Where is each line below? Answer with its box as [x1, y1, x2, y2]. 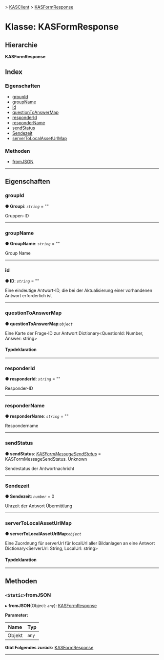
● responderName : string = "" [5, 413, 69, 419]
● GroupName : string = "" [5, 240, 60, 246]
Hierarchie [5, 41, 38, 49]
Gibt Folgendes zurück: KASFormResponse [5, 645, 94, 651]
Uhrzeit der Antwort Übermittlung [5, 503, 72, 509]
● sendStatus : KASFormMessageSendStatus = [5, 450, 101, 457]
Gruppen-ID [5, 212, 29, 218]
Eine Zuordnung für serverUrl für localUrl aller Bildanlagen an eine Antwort [5, 541, 155, 546]
